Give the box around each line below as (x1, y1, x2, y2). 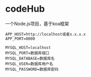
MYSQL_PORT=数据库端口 (5, 50, 50, 56)
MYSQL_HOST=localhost (5, 45, 51, 50)
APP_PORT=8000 (5, 36, 36, 41)
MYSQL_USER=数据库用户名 (5, 61, 53, 66)
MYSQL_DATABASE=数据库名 (5, 56, 55, 61)
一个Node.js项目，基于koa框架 (5, 20, 70, 27)
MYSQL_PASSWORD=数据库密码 (5, 67, 58, 72)
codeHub (5, 3, 45, 15)
